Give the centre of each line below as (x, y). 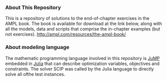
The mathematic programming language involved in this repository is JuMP (82, 58)
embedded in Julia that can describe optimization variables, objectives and (82, 63)
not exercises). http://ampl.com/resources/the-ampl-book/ (65, 34)
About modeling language (37, 47)
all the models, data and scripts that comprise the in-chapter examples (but (83, 29)
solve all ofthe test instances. (35, 74)
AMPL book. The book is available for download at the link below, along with (84, 23)
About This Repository (33, 7)
